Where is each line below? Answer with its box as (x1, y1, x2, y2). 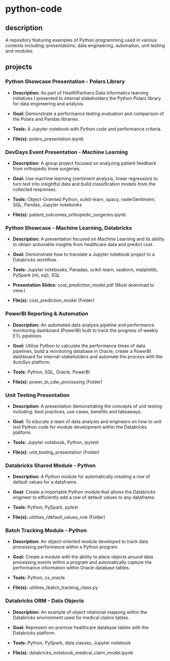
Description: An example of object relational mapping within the (12, 609, 148, 615)
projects (5, 62, 33, 72)
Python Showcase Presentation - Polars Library (5, 78, 125, 85)
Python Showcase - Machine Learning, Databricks (5, 224, 132, 231)
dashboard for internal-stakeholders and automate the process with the (12, 354, 163, 360)
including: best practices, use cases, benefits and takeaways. (12, 408, 143, 414)
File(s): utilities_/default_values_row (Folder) (12, 514, 106, 520)
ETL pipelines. (12, 333, 43, 339)
